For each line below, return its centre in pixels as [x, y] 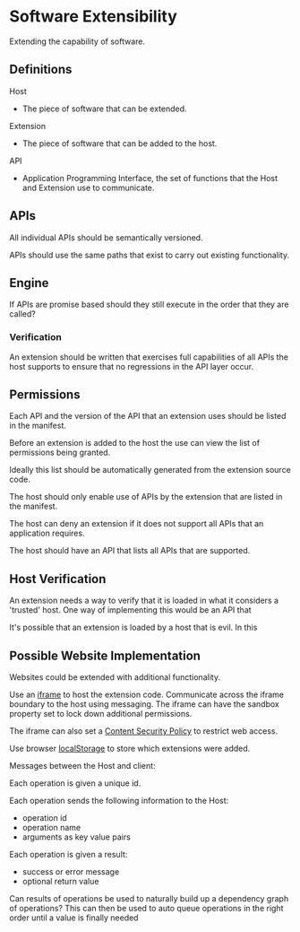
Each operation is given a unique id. [75, 783]
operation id [44, 818]
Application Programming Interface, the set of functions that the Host [150, 178]
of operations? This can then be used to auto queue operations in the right [146, 909]
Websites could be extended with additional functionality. [115, 677]
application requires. [47, 533]
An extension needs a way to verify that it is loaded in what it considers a [144, 601]
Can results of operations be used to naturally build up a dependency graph [149, 899]
